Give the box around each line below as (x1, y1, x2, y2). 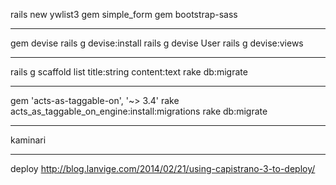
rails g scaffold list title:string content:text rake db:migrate (10, 66, 248, 78)
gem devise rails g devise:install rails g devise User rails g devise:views (10, 37, 304, 49)
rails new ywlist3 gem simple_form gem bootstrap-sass (10, 9, 238, 20)
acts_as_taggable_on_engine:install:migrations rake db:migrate (10, 105, 268, 117)
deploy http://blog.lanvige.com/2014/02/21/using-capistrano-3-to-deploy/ (10, 163, 316, 174)
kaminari (10, 134, 47, 146)
